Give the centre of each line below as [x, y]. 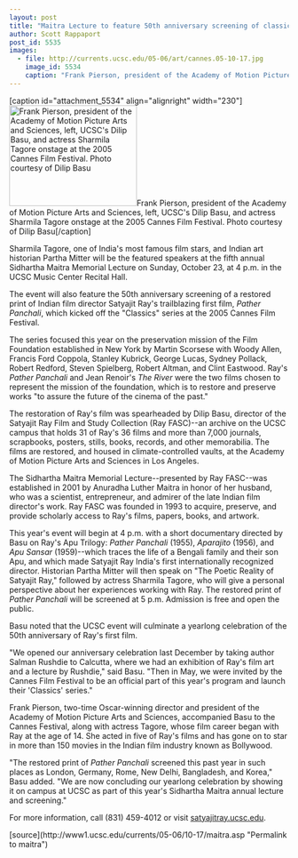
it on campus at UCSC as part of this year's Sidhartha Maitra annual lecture [146, 790]
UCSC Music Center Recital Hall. [69, 277]
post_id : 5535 [35, 42]
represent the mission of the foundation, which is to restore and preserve [143, 387]
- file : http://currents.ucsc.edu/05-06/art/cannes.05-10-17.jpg [141, 59]
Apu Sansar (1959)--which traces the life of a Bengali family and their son [144, 551]
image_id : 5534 [53, 68]
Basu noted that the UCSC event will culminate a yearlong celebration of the [148, 625]
